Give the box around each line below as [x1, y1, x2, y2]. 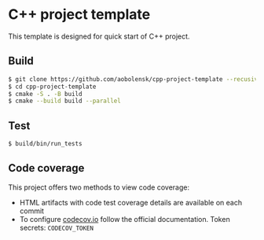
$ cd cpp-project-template [8, 83, 97, 90]
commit [19, 206, 45, 216]
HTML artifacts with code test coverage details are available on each [19, 198, 242, 207]
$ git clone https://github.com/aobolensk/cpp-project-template [8, 75, 223, 83]
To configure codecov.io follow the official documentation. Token [19, 214, 230, 223]
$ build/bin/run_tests [8, 140, 82, 148]
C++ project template [8, 6, 151, 24]
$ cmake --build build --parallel [8, 97, 122, 105]
